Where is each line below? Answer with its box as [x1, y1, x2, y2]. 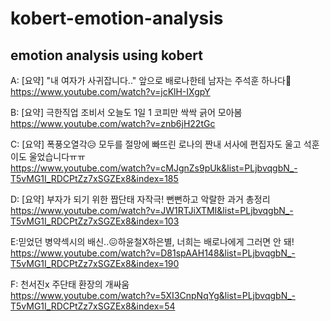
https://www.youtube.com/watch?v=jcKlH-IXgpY [10, 86, 211, 97]
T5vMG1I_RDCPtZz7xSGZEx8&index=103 [10, 215, 180, 227]
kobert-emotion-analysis [10, 7, 224, 30]
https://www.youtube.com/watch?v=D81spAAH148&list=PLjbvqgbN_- [10, 247, 296, 259]
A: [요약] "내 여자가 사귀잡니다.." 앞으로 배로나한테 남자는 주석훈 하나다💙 [10, 75, 292, 86]
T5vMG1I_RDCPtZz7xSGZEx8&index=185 [10, 173, 179, 184]
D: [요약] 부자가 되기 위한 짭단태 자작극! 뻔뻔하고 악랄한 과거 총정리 [10, 193, 271, 205]
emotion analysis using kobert [10, 47, 203, 64]
